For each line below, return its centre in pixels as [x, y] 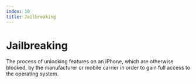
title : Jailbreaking [31, 17]
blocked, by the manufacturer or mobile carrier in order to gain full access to [98, 68]
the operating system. [32, 74]
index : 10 [18, 11]
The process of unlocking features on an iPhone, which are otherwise [90, 62]
